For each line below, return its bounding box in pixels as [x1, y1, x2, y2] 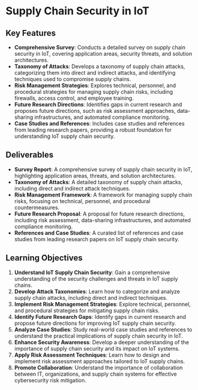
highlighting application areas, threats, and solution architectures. [14, 172, 176, 179]
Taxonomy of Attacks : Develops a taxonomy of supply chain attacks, [14, 63, 185, 70]
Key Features [5, 28, 56, 38]
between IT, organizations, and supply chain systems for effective [14, 370, 177, 377]
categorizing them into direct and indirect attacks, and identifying [14, 69, 176, 76]
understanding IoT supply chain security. [14, 133, 115, 140]
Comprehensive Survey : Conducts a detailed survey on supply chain [14, 44, 186, 51]
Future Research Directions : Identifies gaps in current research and [14, 101, 182, 108]
